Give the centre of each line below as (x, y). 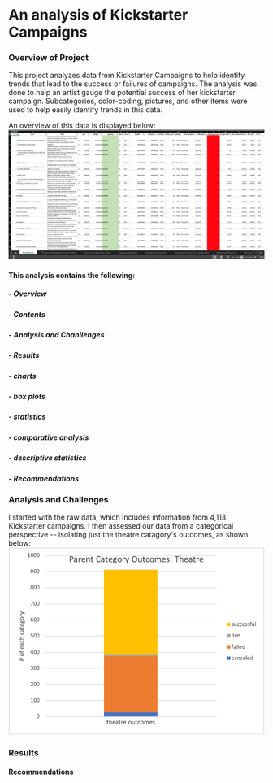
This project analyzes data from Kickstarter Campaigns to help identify (127, 76)
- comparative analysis (49, 437)
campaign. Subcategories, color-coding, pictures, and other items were (128, 101)
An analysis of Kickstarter (98, 15)
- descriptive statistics (48, 458)
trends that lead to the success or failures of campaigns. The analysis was (133, 84)
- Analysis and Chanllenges (56, 334)
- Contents (27, 314)
